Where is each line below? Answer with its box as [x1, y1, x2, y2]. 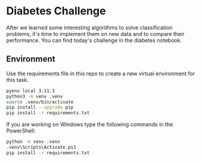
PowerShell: [6, 127, 36, 135]
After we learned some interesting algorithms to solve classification [6, 24, 173, 31]
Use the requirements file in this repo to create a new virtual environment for [6, 70, 195, 77]
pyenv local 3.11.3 [6, 88, 55, 94]
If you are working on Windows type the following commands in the [6, 121, 173, 128]
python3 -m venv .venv [6, 93, 63, 99]
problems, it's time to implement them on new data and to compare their [6, 30, 185, 37]
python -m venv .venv [6, 139, 61, 145]
